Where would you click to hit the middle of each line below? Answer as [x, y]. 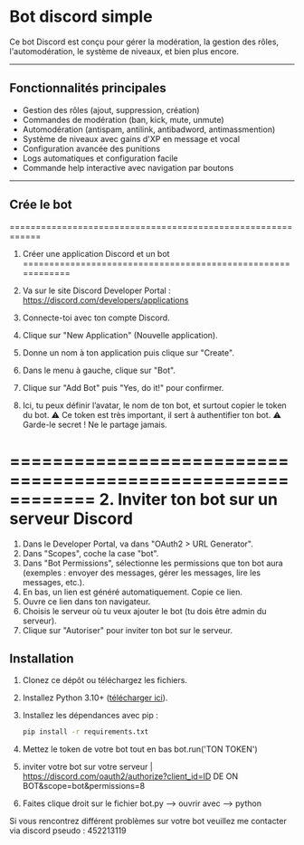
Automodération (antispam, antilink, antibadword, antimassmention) [149, 129]
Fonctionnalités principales [88, 88]
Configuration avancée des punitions [91, 148]
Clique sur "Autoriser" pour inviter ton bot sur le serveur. [128, 630]
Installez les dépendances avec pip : [90, 716]
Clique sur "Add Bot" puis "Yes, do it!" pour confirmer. [123, 387]
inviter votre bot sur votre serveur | [88, 767]
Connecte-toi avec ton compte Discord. [96, 318]
